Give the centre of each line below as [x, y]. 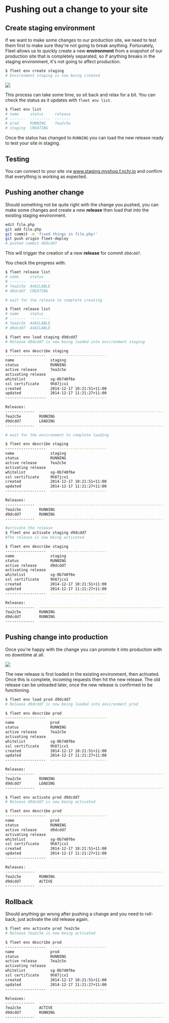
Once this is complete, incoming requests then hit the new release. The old [83, 679]
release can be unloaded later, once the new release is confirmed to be [79, 685]
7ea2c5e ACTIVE [29, 1008]
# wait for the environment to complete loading [57, 435]
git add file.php [23, 229]
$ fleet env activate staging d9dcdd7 [46, 533]
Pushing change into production [57, 637]
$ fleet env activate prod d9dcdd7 [43, 797]
